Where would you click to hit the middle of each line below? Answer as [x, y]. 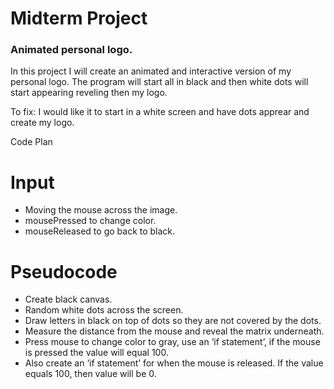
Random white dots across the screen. [104, 310]
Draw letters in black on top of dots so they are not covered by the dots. [173, 321]
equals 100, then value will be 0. [90, 374]
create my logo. [42, 123]
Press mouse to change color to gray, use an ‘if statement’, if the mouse [172, 342]
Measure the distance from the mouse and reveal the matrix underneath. [174, 331]
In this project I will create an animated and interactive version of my [151, 71]
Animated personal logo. [71, 50]
